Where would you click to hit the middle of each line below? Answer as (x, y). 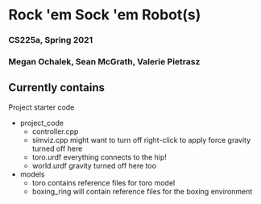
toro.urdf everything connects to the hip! (99, 157)
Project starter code (41, 107)
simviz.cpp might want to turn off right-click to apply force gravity (141, 139)
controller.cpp (55, 131)
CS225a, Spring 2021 (51, 40)
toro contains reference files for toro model (104, 182)
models (32, 174)
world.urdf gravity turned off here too (94, 165)
